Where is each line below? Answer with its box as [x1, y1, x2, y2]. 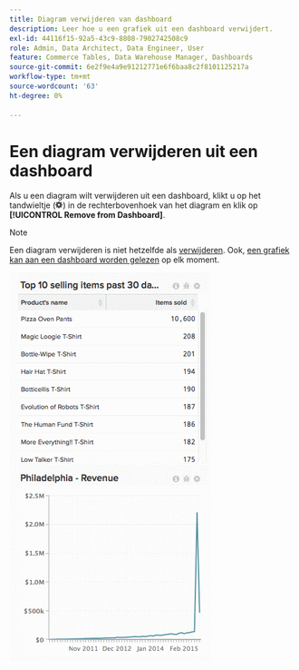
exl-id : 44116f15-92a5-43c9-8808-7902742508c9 [9, 34, 188, 43]
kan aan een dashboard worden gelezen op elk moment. [9, 254, 220, 265]
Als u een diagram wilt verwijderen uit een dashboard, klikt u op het [9, 191, 261, 202]
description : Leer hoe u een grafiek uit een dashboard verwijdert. [9, 24, 274, 34]
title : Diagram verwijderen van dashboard [9, 15, 172, 24]
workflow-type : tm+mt [9, 73, 92, 82]
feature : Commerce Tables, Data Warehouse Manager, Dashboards [9, 53, 254, 63]
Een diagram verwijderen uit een [9, 141, 258, 162]
